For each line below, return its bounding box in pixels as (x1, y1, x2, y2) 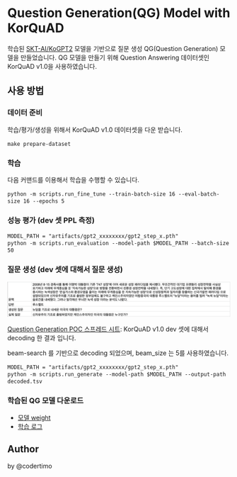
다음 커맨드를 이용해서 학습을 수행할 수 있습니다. (7, 175, 140, 184)
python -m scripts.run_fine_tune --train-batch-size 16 (7, 190, 175, 198)
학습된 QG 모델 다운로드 (7, 395, 84, 405)
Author (7, 443, 39, 455)
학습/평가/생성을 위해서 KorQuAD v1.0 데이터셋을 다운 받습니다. (7, 125, 183, 134)
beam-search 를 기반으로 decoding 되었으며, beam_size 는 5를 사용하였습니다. (7, 349, 229, 357)
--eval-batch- (178, 190, 220, 198)
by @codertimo (7, 462, 52, 471)
